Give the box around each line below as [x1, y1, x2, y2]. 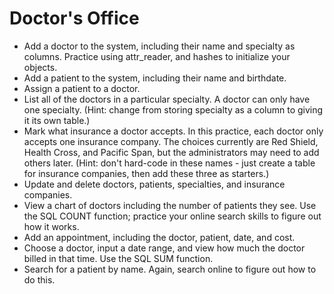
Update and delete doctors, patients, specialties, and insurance [23, 178, 286, 190]
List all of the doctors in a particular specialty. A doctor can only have [23, 93, 311, 105]
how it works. [23, 220, 80, 232]
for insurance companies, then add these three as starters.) [23, 167, 270, 179]
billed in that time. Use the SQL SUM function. [23, 252, 214, 264]
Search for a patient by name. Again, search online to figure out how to [23, 263, 317, 275]
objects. [23, 61, 58, 73]
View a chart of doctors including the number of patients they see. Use [23, 199, 317, 211]
